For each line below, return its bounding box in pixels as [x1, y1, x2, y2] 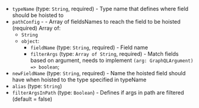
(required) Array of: [12, 24, 61, 32]
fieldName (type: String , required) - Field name [30, 44, 148, 51]
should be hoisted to [12, 12, 64, 19]
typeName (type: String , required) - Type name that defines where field [12, 5, 189, 12]
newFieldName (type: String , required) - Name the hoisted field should [12, 70, 186, 76]
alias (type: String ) [12, 83, 63, 90]
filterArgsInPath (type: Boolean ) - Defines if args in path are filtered [12, 89, 184, 96]
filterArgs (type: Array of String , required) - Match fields [30, 50, 179, 57]
